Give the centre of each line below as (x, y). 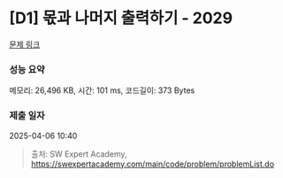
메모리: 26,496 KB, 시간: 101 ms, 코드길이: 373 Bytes (102, 90)
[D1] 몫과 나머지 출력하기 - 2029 (121, 18)
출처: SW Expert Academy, (79, 154)
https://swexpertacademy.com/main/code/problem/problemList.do (153, 164)
